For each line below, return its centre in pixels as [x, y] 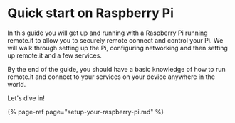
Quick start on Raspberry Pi [91, 13]
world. [17, 84]
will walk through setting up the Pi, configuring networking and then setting [117, 48]
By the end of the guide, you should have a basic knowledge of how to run [116, 69]
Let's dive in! [26, 98]
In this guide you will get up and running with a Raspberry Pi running [108, 33]
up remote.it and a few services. [54, 55]
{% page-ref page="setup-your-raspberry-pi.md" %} [86, 112]
